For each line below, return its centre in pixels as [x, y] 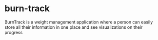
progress [14, 32]
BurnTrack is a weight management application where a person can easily [79, 22]
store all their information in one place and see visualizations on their [74, 27]
